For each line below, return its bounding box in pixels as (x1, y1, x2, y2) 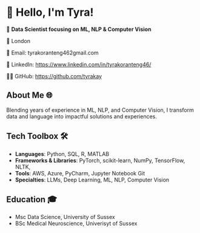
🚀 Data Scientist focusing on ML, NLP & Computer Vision (6, 25, 152, 33)
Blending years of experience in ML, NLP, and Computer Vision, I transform (6, 106, 194, 113)
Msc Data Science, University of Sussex (15, 214, 115, 221)
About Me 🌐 (6, 90, 53, 101)
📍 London (6, 37, 30, 44)
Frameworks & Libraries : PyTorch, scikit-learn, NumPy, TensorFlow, (15, 157, 185, 164)
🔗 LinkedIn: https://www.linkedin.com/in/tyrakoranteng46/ (6, 61, 152, 68)
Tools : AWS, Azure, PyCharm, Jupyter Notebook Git (15, 169, 145, 177)
